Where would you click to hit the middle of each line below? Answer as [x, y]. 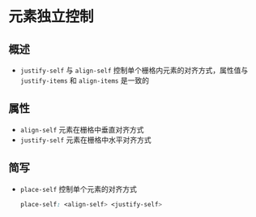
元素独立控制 [51, 17]
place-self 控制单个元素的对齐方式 [79, 189]
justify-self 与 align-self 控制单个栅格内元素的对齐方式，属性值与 [134, 70]
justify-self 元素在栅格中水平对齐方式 [85, 140]
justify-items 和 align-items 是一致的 [85, 80]
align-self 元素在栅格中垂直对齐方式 [82, 129]
